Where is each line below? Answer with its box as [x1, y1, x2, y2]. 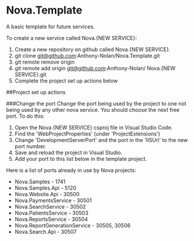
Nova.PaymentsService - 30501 [14, 197, 92, 204]
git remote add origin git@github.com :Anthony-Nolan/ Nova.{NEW [14, 64, 176, 71]
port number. [14, 143, 47, 150]
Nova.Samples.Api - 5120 [14, 184, 77, 192]
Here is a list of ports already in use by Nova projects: [6, 166, 137, 174]
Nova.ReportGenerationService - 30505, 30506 [14, 222, 131, 229]
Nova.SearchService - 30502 [14, 203, 87, 210]
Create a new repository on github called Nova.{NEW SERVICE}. [14, 45, 171, 53]
